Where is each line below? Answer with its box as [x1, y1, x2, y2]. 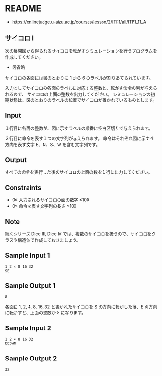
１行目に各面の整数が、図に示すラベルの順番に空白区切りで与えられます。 [5, 125, 153, 131]
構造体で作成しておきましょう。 [17, 237, 81, 243]
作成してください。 [5, 54, 44, 60]
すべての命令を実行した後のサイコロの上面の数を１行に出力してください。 [5, 169, 153, 175]
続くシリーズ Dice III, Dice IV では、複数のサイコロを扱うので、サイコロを [5, 231, 152, 237]
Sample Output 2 [5, 354, 57, 362]
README [5, 3, 42, 14]
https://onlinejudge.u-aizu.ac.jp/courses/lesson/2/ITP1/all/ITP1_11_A [12, 19, 147, 25]
